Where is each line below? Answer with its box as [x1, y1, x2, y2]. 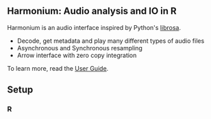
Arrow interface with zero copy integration [16, 51, 137, 59]
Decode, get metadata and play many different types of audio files [16, 37, 205, 45]
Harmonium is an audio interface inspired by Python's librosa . [7, 23, 182, 31]
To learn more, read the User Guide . [7, 64, 109, 72]
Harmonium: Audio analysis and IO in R [7, 5, 177, 17]
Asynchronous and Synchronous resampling [16, 44, 142, 52]
